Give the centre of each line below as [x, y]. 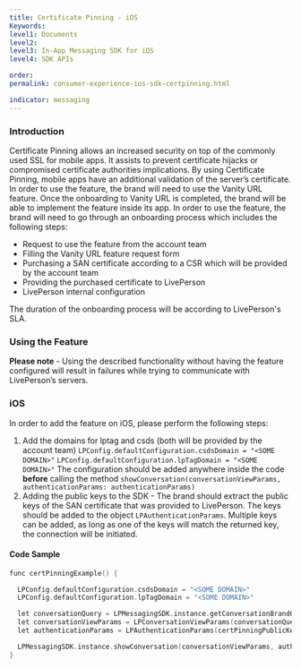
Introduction [37, 131]
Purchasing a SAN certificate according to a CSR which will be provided [155, 263]
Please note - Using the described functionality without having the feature [146, 361]
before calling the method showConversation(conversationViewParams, [151, 478]
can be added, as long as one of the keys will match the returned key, [150, 524]
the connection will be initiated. [80, 534]
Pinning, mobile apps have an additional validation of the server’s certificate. [150, 179]
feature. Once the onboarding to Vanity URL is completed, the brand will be [148, 198]
